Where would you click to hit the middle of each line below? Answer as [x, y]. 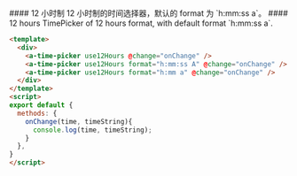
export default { [41, 105]
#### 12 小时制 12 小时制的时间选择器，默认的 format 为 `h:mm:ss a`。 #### [148, 13]
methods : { [37, 113]
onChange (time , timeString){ [79, 121]
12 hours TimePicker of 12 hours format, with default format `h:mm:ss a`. [141, 23]
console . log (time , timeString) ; [92, 130]
